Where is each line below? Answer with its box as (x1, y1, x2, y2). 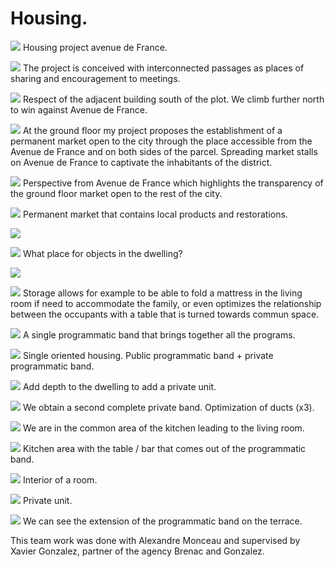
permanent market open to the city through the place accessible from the (10, 135, 313, 147)
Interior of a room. (22, 473, 98, 486)
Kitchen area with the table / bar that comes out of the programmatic (22, 442, 307, 454)
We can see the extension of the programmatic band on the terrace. (22, 515, 303, 527)
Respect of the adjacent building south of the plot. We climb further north (22, 93, 325, 105)
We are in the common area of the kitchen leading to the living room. (22, 422, 305, 434)
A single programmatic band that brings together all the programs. (22, 328, 296, 341)
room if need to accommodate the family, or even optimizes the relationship (10, 297, 322, 309)
